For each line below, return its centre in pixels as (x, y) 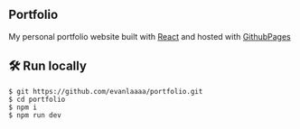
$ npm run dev (35, 115)
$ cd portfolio (37, 99)
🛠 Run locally (48, 66)
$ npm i (23, 107)
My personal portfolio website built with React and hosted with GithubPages (150, 36)
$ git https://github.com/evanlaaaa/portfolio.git (106, 91)
